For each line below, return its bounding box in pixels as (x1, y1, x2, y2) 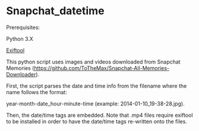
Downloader (6, 71, 36, 78)
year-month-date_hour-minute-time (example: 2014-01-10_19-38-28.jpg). (6, 100, 185, 107)
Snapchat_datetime (6, 4, 105, 18)
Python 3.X (6, 35, 34, 42)
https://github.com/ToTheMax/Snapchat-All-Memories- (33, 64, 169, 72)
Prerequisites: (6, 24, 40, 31)
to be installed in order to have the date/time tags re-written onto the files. (6, 117, 187, 125)
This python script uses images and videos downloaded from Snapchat (6, 58, 181, 65)
